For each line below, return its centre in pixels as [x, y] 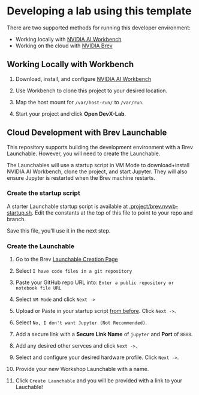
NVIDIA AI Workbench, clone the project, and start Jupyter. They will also [97, 171]
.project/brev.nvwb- [154, 206]
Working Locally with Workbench [70, 64]
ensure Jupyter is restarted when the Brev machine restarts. [81, 177]
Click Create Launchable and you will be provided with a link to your [99, 381]
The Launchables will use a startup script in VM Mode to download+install [98, 165]
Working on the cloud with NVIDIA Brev [64, 46]
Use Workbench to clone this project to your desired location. [91, 91]
